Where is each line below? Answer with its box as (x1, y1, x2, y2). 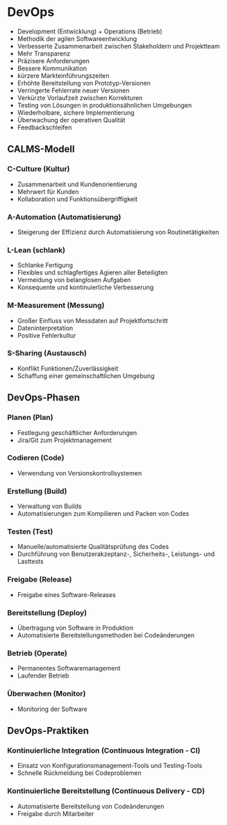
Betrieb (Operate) (7, 648, 67, 657)
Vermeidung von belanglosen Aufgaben (17, 276, 131, 284)
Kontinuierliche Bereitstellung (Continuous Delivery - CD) (7, 786, 205, 796)
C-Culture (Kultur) (7, 164, 71, 174)
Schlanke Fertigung (17, 261, 74, 270)
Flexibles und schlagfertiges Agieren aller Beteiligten (17, 268, 168, 277)
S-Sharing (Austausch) (7, 348, 87, 358)
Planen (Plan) (7, 413, 53, 423)
